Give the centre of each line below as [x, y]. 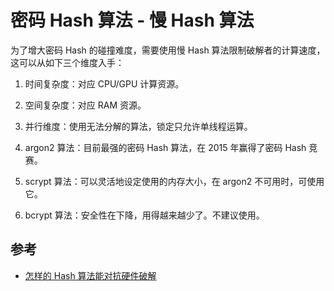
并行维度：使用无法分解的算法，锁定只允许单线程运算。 [138, 126]
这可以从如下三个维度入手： [67, 62]
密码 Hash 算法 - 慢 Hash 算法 [132, 20]
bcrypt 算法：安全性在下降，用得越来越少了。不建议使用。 [144, 215]
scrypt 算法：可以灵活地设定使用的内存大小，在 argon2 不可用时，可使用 [174, 181]
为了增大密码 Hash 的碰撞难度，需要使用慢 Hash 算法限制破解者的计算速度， [168, 50]
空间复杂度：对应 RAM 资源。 [85, 105]
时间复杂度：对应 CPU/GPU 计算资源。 [104, 83]
